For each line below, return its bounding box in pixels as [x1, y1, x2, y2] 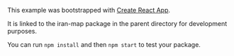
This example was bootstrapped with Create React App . [7, 6, 171, 14]
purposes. [7, 27, 38, 35]
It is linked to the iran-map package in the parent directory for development [7, 20, 228, 27]
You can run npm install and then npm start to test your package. [7, 41, 201, 48]
